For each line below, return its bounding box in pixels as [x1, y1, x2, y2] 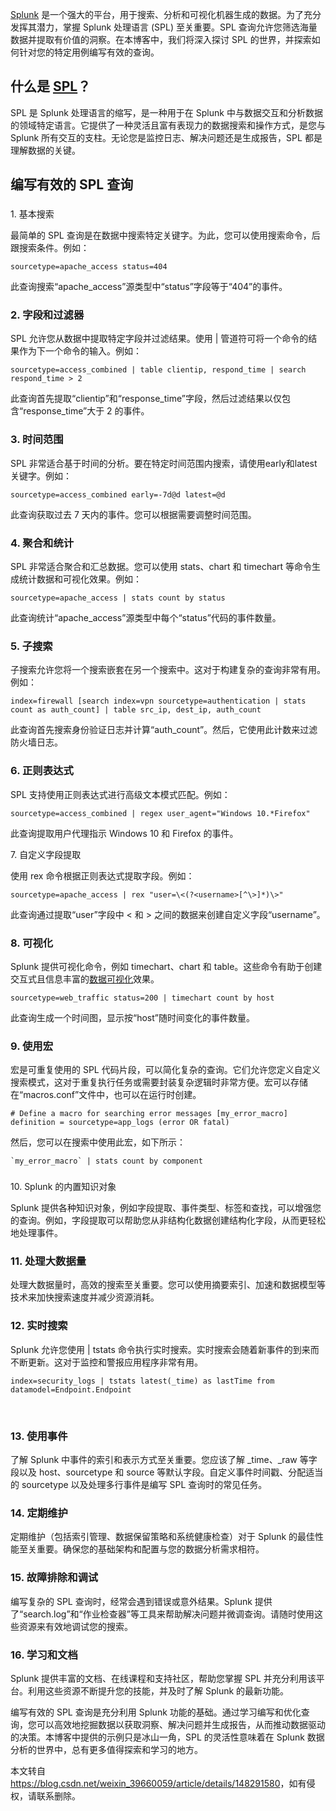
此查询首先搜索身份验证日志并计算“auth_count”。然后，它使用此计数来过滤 [10, 724, 318, 736]
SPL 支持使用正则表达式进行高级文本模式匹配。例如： [10, 788, 231, 800]
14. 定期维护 [10, 1506, 68, 1520]
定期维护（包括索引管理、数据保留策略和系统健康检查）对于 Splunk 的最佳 [10, 1531, 316, 1543]
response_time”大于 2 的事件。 [23, 405, 150, 417]
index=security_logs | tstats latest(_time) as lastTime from [10, 1376, 275, 1386]
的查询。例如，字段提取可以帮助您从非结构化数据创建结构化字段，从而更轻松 [10, 1214, 326, 1227]
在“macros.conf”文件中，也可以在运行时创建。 [10, 1089, 202, 1101]
